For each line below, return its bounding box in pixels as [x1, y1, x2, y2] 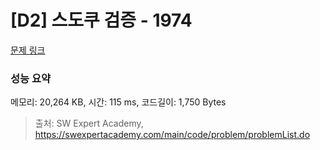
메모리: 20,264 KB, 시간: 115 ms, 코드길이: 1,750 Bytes [10, 96, 227, 108]
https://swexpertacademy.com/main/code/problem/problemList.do [34, 129, 311, 141]
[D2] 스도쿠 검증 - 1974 [10, 9, 193, 32]
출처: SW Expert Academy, [34, 117, 144, 130]
